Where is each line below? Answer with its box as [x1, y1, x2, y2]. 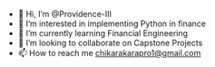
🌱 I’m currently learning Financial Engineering [17, 28, 189, 38]
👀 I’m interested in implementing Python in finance [17, 18, 207, 29]
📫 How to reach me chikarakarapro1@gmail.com [17, 48, 201, 58]
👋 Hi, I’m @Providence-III [17, 9, 112, 19]
